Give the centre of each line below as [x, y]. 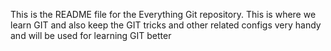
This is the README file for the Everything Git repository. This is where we [163, 14]
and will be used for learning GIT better [91, 35]
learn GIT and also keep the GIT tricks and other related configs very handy [166, 25]
